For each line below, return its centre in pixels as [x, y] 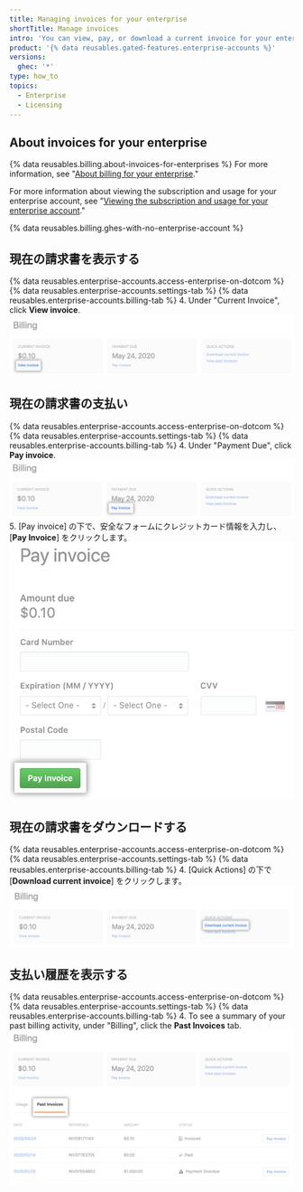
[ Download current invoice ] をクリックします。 [98, 881]
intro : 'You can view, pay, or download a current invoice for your [141, 38]
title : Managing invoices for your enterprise [98, 19]
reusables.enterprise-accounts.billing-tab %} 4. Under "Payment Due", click [151, 445]
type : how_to [34, 77]
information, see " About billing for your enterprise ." [104, 174]
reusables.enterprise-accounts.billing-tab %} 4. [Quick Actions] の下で [141, 870]
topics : [24, 86]
